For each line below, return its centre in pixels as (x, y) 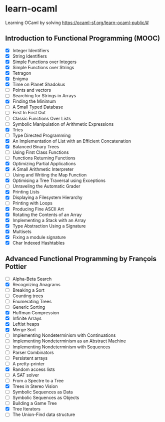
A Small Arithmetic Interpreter (43, 169)
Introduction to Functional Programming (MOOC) (83, 38)
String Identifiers (30, 56)
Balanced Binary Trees (35, 146)
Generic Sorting (29, 307)
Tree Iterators (26, 409)
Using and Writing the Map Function (49, 175)
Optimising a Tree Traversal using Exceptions (59, 180)
